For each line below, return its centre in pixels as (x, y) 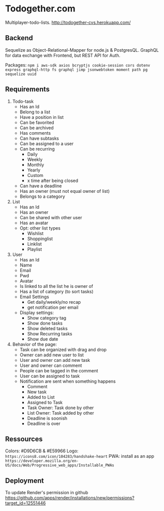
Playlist (35, 249)
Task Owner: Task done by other (61, 408)
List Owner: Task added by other (61, 413)
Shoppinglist (40, 239)
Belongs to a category (42, 196)
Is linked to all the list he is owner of (56, 286)
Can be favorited (37, 122)
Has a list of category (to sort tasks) (56, 291)
